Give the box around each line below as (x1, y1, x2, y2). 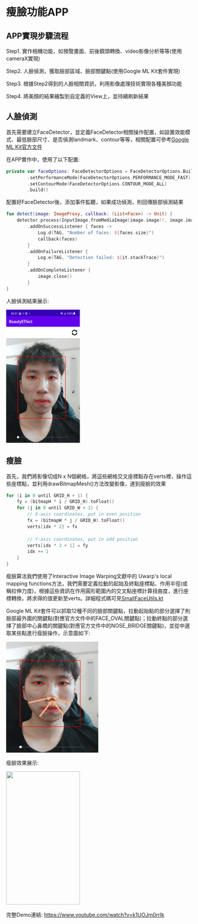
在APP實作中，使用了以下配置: (6, 156, 80, 163)
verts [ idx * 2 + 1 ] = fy (27, 542, 88, 548)
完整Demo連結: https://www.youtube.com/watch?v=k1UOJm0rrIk (6, 912, 165, 918)
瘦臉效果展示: (6, 760, 39, 766)
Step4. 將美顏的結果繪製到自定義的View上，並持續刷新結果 (6, 93, 149, 99)
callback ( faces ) (37, 236, 78, 242)
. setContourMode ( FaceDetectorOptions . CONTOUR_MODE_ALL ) (27, 181, 167, 187)
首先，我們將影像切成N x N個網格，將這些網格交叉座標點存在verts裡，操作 (6, 473, 187, 480)
